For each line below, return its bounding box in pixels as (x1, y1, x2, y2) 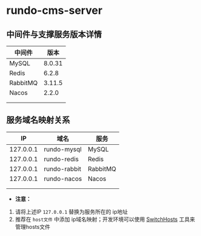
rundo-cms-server (6, 4, 103, 18)
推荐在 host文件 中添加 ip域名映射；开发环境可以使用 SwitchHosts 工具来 (15, 215, 196, 223)
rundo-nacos (44, 174, 82, 183)
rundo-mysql (44, 145, 82, 153)
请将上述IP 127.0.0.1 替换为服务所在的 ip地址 (15, 208, 128, 215)
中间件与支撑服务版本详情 (6, 29, 102, 39)
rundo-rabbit (44, 164, 82, 173)
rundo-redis (44, 155, 79, 163)
